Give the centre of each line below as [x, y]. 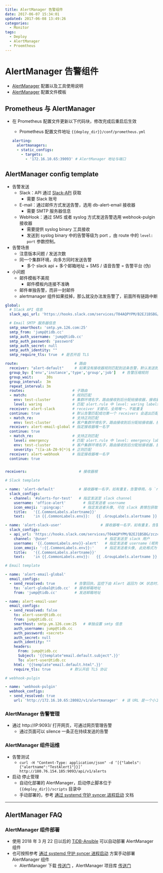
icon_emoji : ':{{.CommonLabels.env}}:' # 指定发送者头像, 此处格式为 [85, 548]
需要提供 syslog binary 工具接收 [58, 229]
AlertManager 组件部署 [32, 830]
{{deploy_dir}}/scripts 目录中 [50, 789]
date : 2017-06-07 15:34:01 [32, 14]
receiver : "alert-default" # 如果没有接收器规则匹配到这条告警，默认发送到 [84, 368]
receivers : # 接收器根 [51, 472]
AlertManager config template [52, 174]
